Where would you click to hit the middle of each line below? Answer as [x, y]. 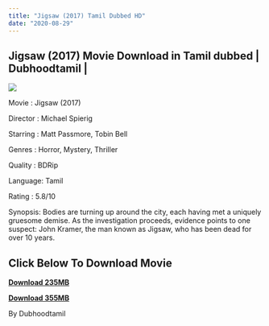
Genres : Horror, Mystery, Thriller [63, 150]
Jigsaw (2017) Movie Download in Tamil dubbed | [134, 56]
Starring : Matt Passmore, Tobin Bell [68, 134]
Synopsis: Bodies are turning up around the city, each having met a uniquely [135, 212]
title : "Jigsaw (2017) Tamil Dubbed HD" [77, 16]
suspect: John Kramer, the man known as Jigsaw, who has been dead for [130, 229]
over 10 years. [31, 237]
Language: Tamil [36, 181]
